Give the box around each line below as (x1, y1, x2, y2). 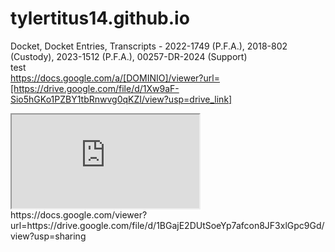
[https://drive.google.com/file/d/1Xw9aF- (10, 82, 180, 94)
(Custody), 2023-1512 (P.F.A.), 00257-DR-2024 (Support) (10, 50, 248, 62)
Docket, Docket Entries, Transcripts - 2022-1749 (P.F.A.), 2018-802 (10, 40, 288, 52)
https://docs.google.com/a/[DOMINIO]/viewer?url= (10, 72, 220, 84)
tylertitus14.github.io (10, 7, 190, 30)
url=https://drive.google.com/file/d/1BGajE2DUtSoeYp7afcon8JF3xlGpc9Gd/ (10, 219, 325, 231)
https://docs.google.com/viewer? (10, 208, 148, 221)
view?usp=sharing (10, 230, 87, 242)
